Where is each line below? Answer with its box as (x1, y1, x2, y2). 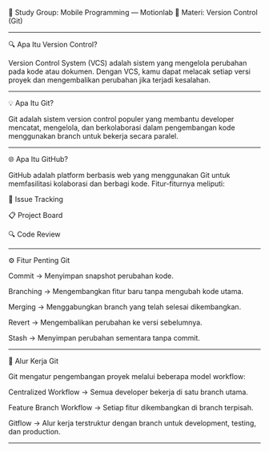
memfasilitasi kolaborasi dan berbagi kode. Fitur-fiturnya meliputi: (8, 179, 226, 188)
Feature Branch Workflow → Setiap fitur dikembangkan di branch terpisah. (8, 403, 254, 412)
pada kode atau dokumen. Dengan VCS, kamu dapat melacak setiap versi (8, 67, 251, 76)
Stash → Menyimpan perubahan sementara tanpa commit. (8, 333, 200, 342)
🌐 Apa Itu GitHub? (8, 155, 68, 163)
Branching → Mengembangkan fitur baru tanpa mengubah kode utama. (8, 287, 244, 296)
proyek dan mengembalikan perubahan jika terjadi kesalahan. (8, 75, 211, 84)
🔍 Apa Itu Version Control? (8, 40, 98, 49)
